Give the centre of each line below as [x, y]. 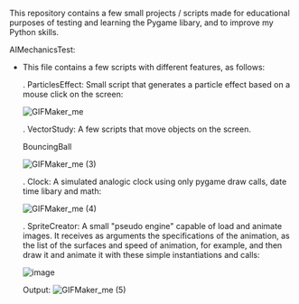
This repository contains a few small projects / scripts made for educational [150, 13]
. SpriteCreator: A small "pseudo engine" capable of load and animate [152, 226]
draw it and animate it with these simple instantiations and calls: [141, 255]
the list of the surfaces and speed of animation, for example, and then [152, 245]
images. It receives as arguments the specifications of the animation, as [156, 235]
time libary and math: [62, 191]
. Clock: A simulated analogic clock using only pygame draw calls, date [154, 181]
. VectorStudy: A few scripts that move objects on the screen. [136, 129]
